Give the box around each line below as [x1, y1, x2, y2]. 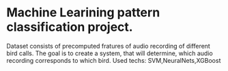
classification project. [6, 19, 134, 35]
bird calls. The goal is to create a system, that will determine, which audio [6, 49, 213, 57]
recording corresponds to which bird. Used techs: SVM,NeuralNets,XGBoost [6, 56, 221, 64]
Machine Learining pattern [6, 5, 160, 20]
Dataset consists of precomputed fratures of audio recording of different [6, 42, 211, 50]
